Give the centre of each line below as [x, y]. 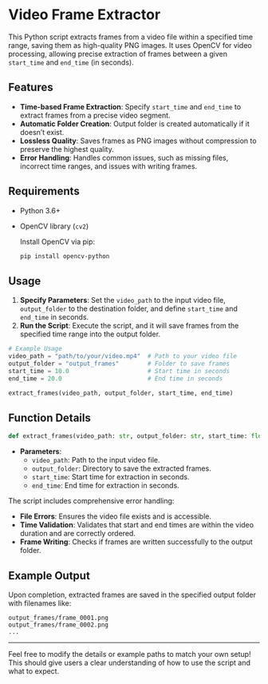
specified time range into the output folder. [90, 334]
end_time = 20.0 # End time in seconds [116, 378]
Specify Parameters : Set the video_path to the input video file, [122, 300]
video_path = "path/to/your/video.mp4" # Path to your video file [123, 356]
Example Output [49, 576]
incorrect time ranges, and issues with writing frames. [108, 166]
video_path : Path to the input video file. [96, 460]
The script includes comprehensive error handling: [91, 501]
